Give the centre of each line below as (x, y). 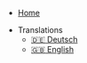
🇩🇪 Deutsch (54, 39)
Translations (40, 30)
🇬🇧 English (52, 49)
